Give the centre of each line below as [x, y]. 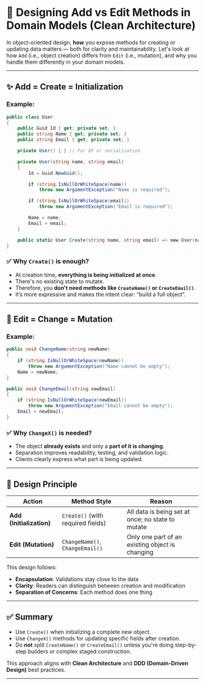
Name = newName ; [38, 372]
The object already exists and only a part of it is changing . [90, 446]
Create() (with [83, 515]
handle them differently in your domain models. [66, 62]
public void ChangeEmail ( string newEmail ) [61, 389]
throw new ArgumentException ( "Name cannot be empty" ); [99, 366]
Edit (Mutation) [32, 544]
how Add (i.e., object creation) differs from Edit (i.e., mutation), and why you [102, 55]
